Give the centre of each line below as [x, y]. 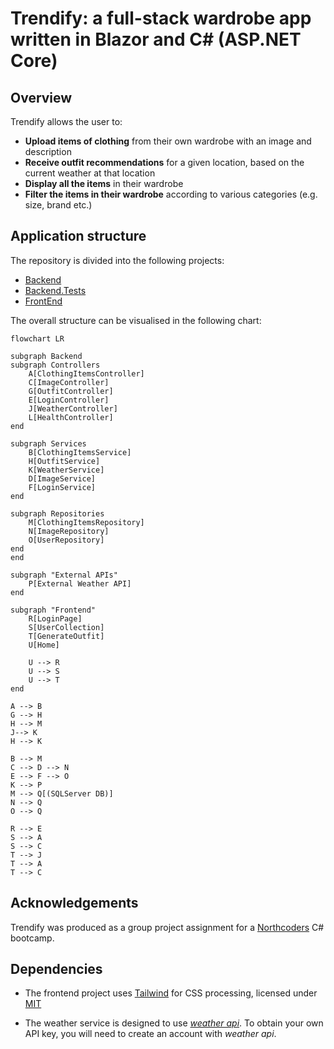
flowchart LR [37, 338]
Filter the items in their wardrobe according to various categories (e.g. [171, 194]
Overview [41, 97]
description [48, 151]
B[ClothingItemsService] [80, 452]
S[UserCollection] [66, 627]
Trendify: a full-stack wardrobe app [161, 18]
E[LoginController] [69, 400]
